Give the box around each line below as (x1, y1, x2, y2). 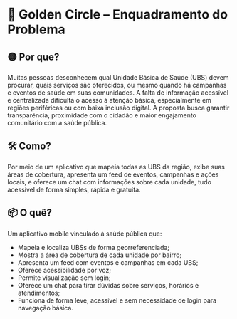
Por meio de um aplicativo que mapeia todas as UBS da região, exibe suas (7, 162, 226, 171)
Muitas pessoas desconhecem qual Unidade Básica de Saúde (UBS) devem (7, 73, 229, 81)
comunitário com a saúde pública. (7, 119, 107, 127)
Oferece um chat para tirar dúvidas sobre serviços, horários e (17, 281, 199, 289)
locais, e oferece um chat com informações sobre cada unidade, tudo (7, 177, 212, 186)
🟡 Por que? (7, 51, 60, 63)
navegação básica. (17, 303, 73, 312)
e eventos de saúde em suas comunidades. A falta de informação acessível (7, 88, 229, 97)
